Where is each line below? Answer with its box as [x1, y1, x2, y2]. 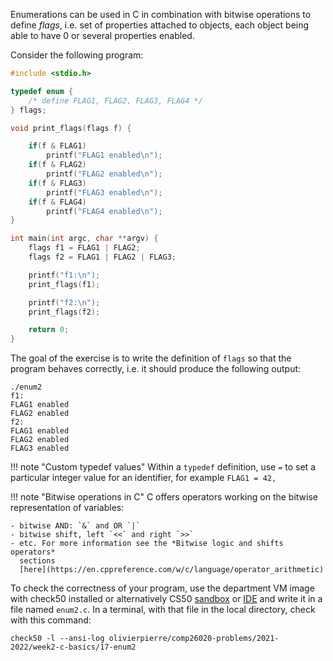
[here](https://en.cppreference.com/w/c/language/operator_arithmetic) [19, 565, 325, 575]
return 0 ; [28, 325, 70, 335]
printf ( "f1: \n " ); [28, 270, 101, 280]
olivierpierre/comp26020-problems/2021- [108, 634, 280, 644]
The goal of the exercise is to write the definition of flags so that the [10, 352, 292, 364]
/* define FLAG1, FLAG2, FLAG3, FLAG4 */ [28, 95, 203, 106]
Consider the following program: [10, 49, 144, 61]
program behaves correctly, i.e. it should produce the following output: [10, 363, 302, 375]
